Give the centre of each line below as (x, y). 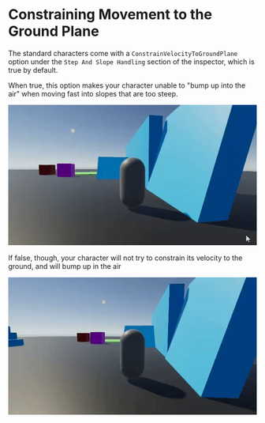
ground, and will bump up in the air (65, 266)
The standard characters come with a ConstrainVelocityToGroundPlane (123, 53)
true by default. (33, 70)
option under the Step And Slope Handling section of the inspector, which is (131, 62)
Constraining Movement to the (110, 15)
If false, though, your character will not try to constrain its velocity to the (125, 258)
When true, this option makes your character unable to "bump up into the (127, 85)
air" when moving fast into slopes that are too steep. (93, 93)
